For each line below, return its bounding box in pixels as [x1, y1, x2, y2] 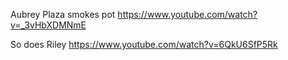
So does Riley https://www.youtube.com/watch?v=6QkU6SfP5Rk [10, 39, 278, 50]
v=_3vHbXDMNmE [10, 19, 87, 31]
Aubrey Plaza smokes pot [10, 9, 116, 20]
